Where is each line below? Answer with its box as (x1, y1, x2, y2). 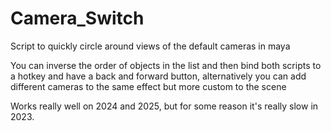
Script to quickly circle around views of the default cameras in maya (10, 40, 291, 52)
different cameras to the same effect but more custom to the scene (10, 80, 287, 92)
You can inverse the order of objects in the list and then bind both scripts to (10, 59, 322, 71)
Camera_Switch (10, 7, 145, 30)
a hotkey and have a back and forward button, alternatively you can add (10, 70, 307, 82)
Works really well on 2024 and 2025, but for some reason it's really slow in (10, 100, 319, 112)
